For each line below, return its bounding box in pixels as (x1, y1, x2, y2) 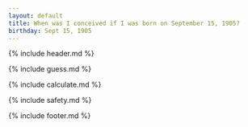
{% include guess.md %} (8, 64, 91, 74)
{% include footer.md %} (8, 111, 91, 121)
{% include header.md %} (8, 49, 95, 59)
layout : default (8, 11, 63, 20)
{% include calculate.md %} (8, 80, 102, 89)
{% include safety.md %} (8, 96, 92, 105)
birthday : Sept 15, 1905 (8, 27, 92, 35)
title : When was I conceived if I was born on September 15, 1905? (8, 19, 241, 27)
